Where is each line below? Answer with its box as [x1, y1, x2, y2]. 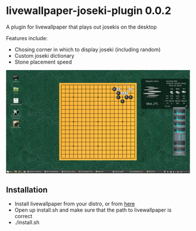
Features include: [6, 34, 48, 41]
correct [14, 213, 33, 220]
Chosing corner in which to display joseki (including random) [14, 45, 161, 53]
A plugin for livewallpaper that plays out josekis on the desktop [6, 23, 157, 30]
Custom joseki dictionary [14, 52, 75, 59]
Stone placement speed [14, 58, 72, 65]
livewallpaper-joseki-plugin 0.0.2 [6, 4, 171, 17]
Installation [6, 185, 48, 195]
